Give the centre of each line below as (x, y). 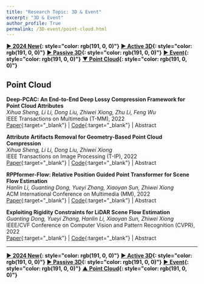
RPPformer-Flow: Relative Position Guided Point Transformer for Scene (98, 175)
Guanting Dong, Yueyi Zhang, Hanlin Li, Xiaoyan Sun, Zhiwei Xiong (90, 219)
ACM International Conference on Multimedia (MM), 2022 (78, 194)
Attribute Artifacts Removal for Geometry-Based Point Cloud (84, 137)
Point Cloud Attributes (35, 106)
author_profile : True (34, 23)
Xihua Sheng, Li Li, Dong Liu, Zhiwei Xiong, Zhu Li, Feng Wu (81, 113)
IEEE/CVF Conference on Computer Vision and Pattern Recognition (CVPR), (101, 225)
